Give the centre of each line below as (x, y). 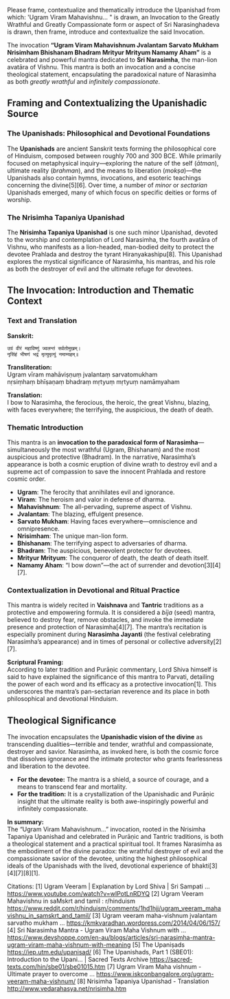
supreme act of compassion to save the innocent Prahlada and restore (106, 471)
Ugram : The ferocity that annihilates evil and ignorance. (96, 492)
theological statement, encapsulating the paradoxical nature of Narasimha (112, 74)
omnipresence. (38, 528)
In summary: (26, 822)
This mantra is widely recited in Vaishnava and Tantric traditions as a (105, 605)
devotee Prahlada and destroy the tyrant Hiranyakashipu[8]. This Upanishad (115, 254)
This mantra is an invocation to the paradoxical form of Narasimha (103, 442)
